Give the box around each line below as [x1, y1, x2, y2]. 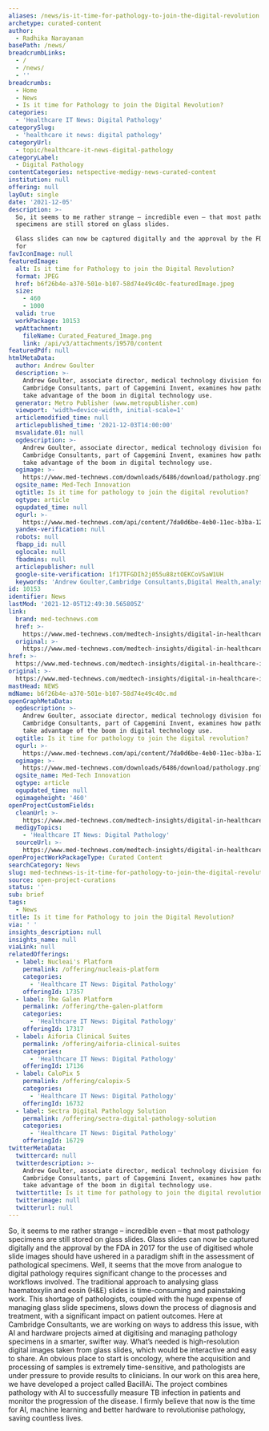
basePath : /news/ [8, 42, 66, 50]
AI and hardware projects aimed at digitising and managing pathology [8, 1328, 238, 1337]
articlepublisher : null [15, 563, 94, 571]
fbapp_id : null [15, 540, 66, 549]
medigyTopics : [15, 823, 62, 832]
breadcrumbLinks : [8, 49, 66, 57]
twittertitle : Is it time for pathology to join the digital [15, 1189, 224, 1197]
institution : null [8, 176, 70, 184]
